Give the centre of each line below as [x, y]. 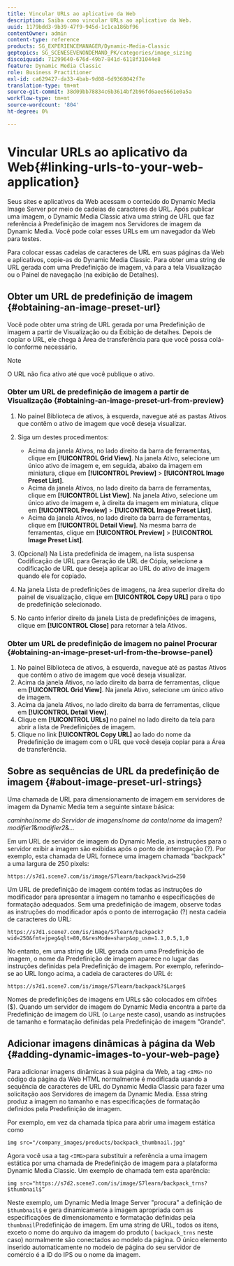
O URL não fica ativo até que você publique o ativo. [81, 374]
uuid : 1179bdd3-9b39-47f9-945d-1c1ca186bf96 [73, 27]
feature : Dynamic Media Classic [54, 66]
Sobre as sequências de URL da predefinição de [114, 771]
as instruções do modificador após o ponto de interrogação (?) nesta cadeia [117, 911]
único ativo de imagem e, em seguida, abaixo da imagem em [115, 465]
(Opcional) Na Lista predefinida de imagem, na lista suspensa [106, 553]
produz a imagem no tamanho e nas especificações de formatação [104, 1101]
